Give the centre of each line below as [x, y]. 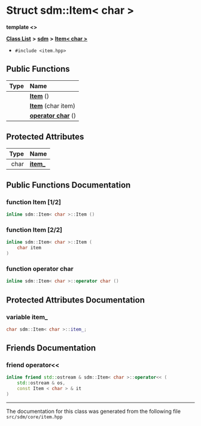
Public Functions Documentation [68, 185]
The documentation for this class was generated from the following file [94, 411]
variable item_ [27, 317]
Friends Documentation [51, 348]
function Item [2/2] [34, 230]
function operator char [40, 268]
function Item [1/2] [34, 202]
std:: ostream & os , [41, 383]
